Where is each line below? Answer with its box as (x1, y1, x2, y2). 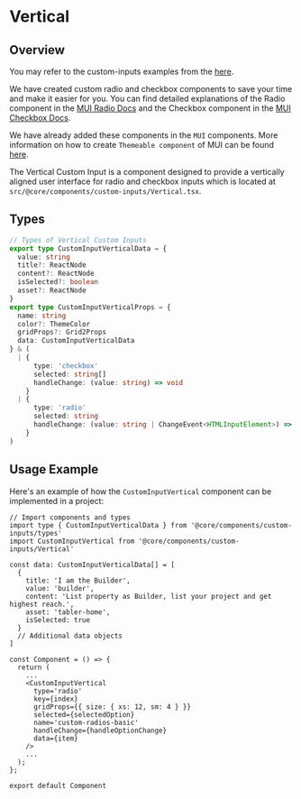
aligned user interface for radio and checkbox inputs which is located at (9, 176, 277, 187)
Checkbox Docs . (9, 113, 71, 123)
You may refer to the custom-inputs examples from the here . (9, 66, 234, 77)
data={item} (32, 733, 78, 743)
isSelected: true (25, 615, 91, 624)
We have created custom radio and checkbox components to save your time (9, 84, 293, 94)
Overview (9, 42, 66, 58)
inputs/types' (9, 528, 63, 537)
